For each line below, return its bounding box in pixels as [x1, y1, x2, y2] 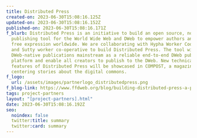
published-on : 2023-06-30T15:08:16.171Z [6, 25, 107, 31]
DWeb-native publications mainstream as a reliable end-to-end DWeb [11, 52, 182, 58]
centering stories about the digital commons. [11, 69, 127, 75]
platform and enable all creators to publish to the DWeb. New [11, 58, 169, 63]
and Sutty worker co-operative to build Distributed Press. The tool [11, 47, 185, 53]
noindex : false [11, 112, 49, 118]
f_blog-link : [6, 85, 38, 91]
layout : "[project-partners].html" [6, 96, 93, 102]
